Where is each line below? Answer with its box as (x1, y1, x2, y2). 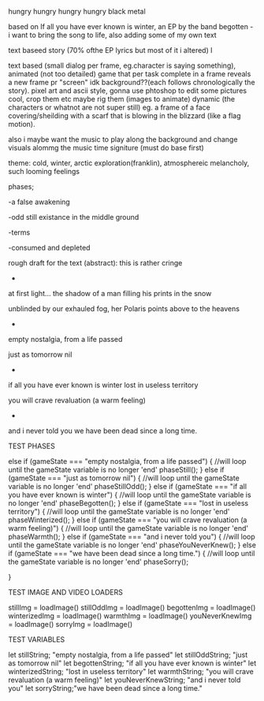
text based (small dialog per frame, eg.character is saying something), (8, 61, 236, 70)
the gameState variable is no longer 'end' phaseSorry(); (8, 557, 189, 566)
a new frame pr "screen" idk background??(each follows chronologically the (8, 78, 255, 87)
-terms (8, 228, 31, 237)
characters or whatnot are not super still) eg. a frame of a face (8, 102, 210, 112)
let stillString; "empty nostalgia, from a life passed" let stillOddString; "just (8, 650, 248, 659)
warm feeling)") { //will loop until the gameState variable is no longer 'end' (8, 524, 249, 532)
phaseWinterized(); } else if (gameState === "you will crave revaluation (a (8, 515, 247, 525)
